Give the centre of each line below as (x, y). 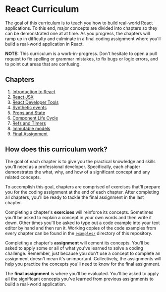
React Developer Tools (35, 102)
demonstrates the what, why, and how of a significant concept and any (78, 172)
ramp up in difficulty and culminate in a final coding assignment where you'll (83, 39)
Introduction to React (34, 91)
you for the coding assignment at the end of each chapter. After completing (82, 192)
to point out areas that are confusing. (43, 64)
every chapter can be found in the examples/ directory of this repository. (79, 233)
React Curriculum (42, 9)
